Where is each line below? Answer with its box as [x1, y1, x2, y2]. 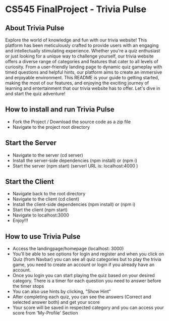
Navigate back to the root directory [12, 191, 86, 197]
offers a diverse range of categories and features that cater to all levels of [5, 59, 159, 64]
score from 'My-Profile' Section [12, 310, 78, 316]
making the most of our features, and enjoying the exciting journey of [5, 80, 149, 86]
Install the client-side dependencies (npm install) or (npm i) [12, 201, 136, 207]
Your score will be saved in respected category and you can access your [12, 304, 164, 311]
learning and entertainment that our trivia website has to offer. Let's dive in [5, 85, 160, 91]
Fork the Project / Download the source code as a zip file [12, 119, 131, 125]
